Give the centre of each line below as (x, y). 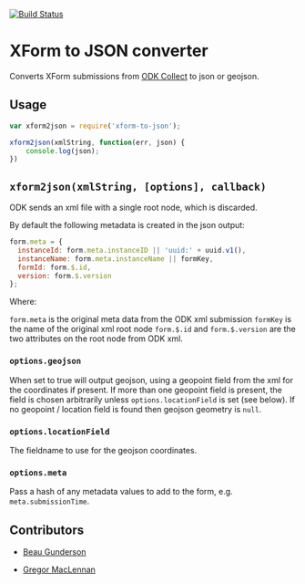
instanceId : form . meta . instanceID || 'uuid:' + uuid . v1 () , (132, 250)
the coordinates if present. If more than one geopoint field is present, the (146, 390)
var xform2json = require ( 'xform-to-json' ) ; (95, 126)
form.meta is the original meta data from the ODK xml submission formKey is (151, 319)
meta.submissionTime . (50, 501)
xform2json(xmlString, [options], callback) (138, 187)
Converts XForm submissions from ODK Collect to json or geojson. (134, 76)
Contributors (47, 530)
